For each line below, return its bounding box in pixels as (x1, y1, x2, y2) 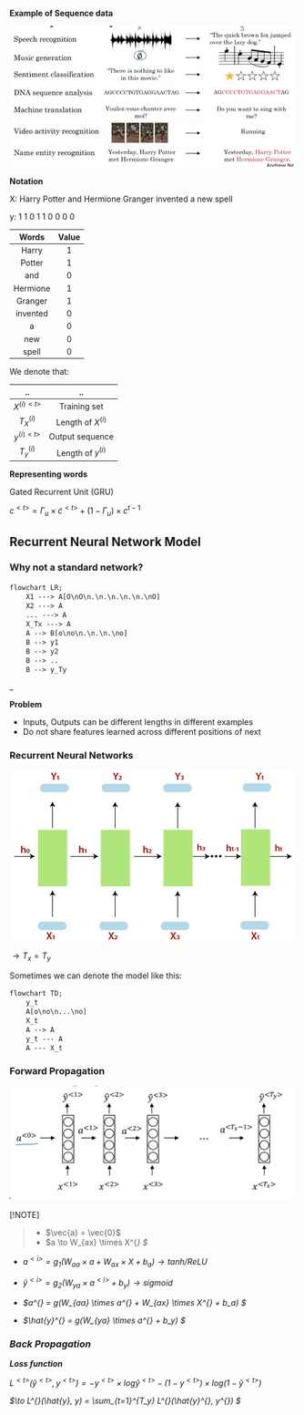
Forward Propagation (9, 1064, 106, 1077)
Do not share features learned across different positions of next (22, 726, 261, 737)
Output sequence (48, 431, 115, 442)
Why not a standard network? (9, 561, 144, 573)
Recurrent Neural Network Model (9, 533, 202, 550)
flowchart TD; (9, 988, 64, 997)
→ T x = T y (12, 950, 52, 963)
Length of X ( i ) (56, 415, 107, 428)
